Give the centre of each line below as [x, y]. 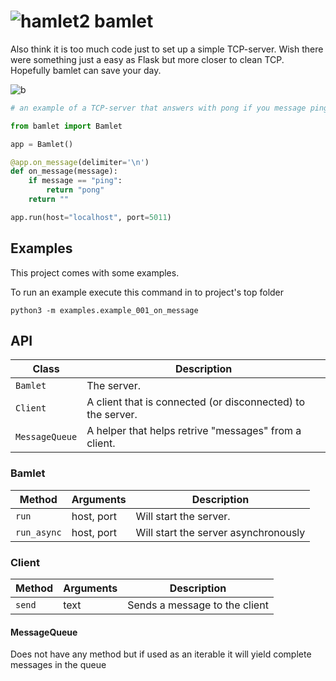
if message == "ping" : [75, 181]
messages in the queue [58, 665]
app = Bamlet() [42, 144]
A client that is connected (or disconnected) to [196, 402]
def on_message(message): [64, 171]
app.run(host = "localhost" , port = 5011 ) [91, 217]
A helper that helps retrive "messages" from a [194, 431]
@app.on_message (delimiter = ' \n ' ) [80, 162]
